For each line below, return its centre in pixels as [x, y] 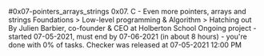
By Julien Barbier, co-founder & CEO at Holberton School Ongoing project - [132, 28]
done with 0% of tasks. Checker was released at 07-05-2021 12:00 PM [125, 45]
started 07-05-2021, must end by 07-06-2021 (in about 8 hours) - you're [128, 36]
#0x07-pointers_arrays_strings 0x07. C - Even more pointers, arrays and [127, 11]
